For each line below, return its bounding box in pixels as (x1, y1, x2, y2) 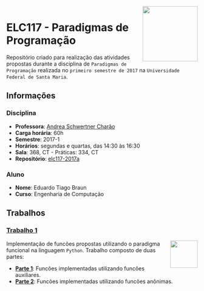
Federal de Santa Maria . (6, 73, 68, 80)
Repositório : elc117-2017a (15, 155, 80, 162)
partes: (6, 253, 24, 260)
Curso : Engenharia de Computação (15, 190, 104, 197)
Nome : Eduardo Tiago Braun (15, 183, 87, 191)
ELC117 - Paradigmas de (6, 21, 129, 35)
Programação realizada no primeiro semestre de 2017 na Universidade (6, 66, 180, 74)
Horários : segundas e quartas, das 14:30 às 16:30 (15, 142, 141, 149)
